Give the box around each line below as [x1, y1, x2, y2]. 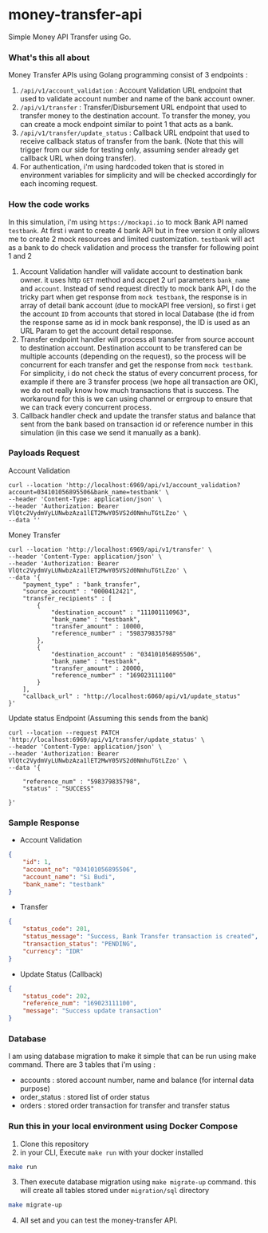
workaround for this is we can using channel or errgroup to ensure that [19, 394, 253, 403]
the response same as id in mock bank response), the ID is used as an [19, 317, 250, 327]
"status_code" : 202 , [22, 992, 91, 1000]
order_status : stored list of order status [19, 1092, 150, 1102]
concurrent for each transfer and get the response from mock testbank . [19, 359, 254, 369]
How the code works [8, 199, 90, 210]
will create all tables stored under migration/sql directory [19, 1186, 210, 1195]
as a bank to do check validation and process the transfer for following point [8, 242, 259, 252]
